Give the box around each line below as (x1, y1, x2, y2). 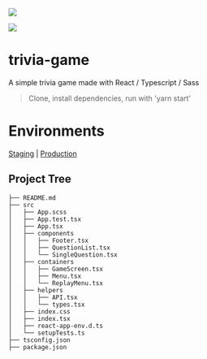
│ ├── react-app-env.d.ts (8, 322, 104, 330)
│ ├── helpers (8, 286, 63, 294)
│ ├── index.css (8, 307, 71, 316)
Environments (8, 122, 106, 141)
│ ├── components (8, 229, 75, 237)
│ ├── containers (8, 257, 75, 266)
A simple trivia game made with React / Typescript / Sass (8, 77, 200, 87)
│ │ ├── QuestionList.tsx (8, 244, 111, 252)
